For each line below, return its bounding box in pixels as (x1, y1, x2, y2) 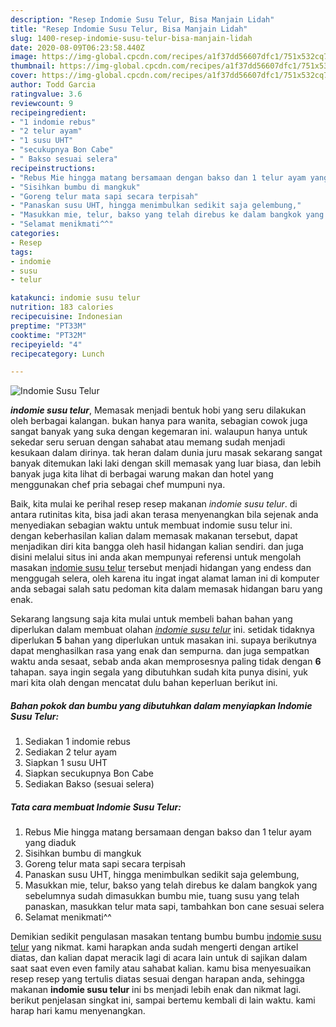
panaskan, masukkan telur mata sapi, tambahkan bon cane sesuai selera (24, 901, 325, 913)
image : (10, 52, 38, 62)
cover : (10, 71, 38, 81)
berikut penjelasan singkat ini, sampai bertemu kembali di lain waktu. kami (10, 994, 316, 1006)
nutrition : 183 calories (10, 302, 114, 313)
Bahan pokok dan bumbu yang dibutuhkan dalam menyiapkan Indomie (10, 699, 313, 711)
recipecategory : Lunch (10, 349, 105, 359)
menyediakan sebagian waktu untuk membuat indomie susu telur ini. (10, 519, 293, 531)
